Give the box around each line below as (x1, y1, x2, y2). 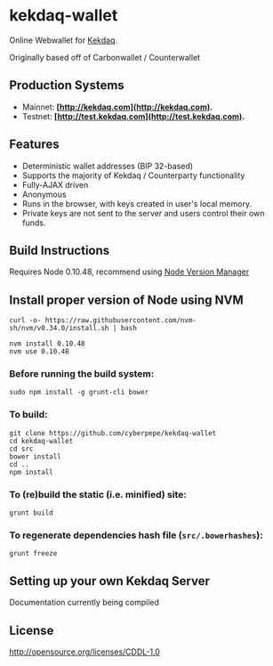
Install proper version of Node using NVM (9, 292, 245, 307)
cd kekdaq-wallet (9, 436, 74, 445)
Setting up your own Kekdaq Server (9, 573, 211, 589)
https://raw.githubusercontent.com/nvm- (44, 316, 197, 325)
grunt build (9, 508, 53, 517)
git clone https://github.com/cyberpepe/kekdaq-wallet (9, 428, 217, 437)
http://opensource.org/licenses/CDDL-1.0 (9, 646, 160, 657)
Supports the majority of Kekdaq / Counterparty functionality (21, 170, 245, 181)
